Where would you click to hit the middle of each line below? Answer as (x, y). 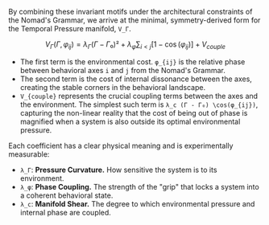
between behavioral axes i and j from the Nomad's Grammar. (122, 70)
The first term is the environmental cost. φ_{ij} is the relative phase (132, 61)
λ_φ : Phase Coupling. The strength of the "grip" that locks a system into (139, 186)
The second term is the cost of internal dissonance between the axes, (136, 79)
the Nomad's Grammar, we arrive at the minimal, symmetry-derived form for (134, 20)
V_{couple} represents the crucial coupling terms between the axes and (139, 96)
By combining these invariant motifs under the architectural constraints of (130, 12)
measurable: (29, 154)
